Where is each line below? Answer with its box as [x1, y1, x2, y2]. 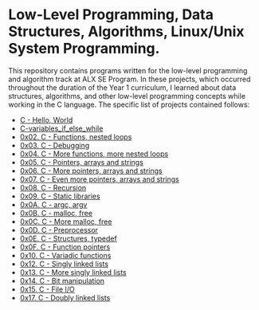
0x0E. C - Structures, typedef [19, 233, 117, 243]
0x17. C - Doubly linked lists [19, 292, 111, 302]
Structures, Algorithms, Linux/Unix [8, 22, 245, 41]
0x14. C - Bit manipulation [19, 276, 105, 285]
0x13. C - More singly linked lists [19, 267, 127, 277]
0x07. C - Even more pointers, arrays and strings [19, 174, 179, 184]
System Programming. [8, 40, 160, 57]
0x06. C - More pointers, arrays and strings [19, 166, 163, 175]
